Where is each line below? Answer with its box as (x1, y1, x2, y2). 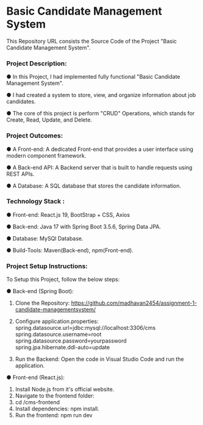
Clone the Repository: (15, 299, 70, 307)
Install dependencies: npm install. (15, 405, 99, 413)
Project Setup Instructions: (6, 261, 88, 270)
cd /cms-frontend (15, 399, 60, 406)
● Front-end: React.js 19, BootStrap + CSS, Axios (6, 211, 130, 218)
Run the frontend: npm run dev (15, 412, 93, 419)
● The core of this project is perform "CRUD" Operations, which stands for (6, 110, 195, 117)
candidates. (6, 98, 36, 105)
